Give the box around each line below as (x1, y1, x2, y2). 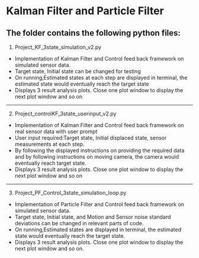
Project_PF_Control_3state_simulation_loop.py (14, 189, 127, 196)
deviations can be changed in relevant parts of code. (14, 220, 144, 226)
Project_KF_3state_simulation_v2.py (14, 43, 102, 51)
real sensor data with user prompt (14, 128, 98, 135)
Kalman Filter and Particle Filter (6, 4, 164, 18)
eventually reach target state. (14, 159, 86, 166)
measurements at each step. (14, 141, 85, 147)
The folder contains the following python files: (6, 28, 181, 38)
